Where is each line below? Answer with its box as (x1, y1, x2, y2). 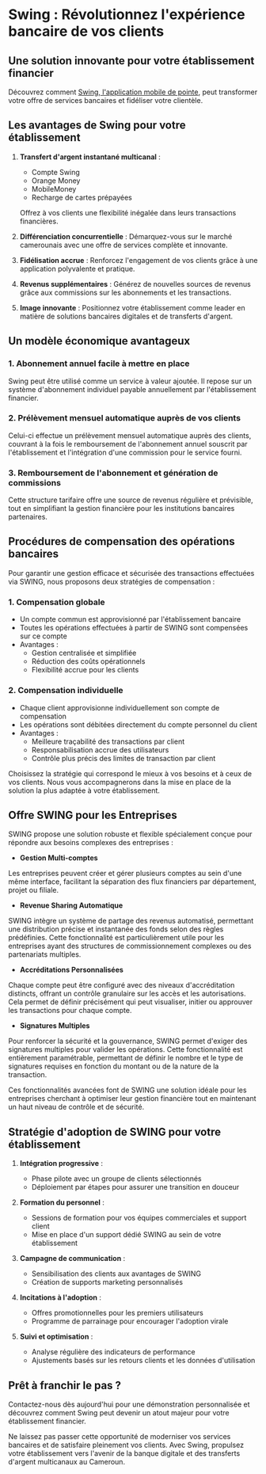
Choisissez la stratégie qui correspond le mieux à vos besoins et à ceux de (8, 768, 252, 778)
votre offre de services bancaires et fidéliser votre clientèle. (8, 96, 203, 105)
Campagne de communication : (19, 1254, 126, 1263)
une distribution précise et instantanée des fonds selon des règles (8, 924, 224, 934)
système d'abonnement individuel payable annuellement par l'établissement (8, 384, 256, 394)
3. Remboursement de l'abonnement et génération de (8, 467, 218, 478)
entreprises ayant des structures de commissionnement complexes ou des (8, 941, 252, 951)
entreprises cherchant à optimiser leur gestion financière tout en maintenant (8, 1094, 256, 1103)
